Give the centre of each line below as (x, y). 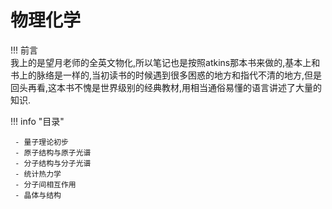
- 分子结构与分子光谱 (53, 163)
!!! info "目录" (37, 121)
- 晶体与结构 (38, 195)
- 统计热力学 (38, 174)
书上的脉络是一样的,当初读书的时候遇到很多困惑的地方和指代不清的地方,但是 (166, 75)
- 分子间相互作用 (45, 184)
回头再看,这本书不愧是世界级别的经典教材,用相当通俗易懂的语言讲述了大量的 (166, 87)
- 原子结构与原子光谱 (53, 152)
